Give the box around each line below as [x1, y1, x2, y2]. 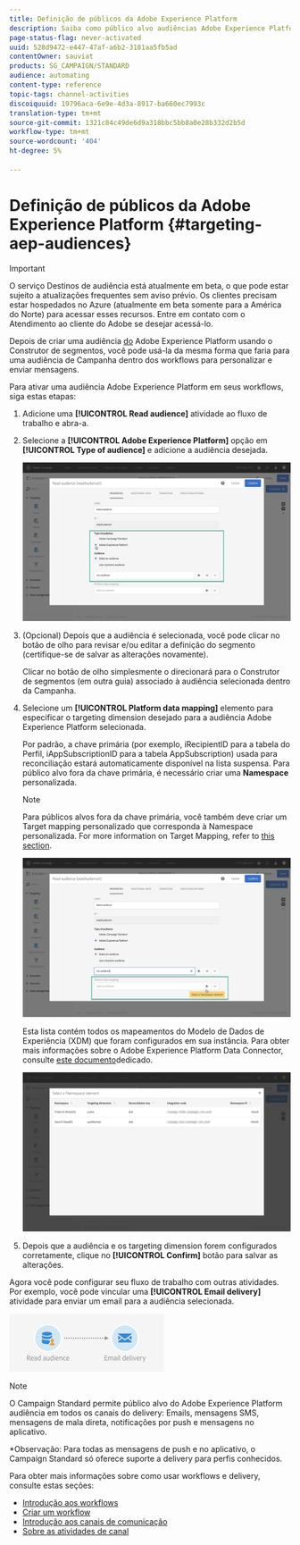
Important [9, 263, 46, 273]
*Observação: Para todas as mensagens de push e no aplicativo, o [9, 1443, 256, 1454]
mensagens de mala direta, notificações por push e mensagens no [9, 1416, 254, 1427]
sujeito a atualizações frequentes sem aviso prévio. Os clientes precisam [9, 290, 277, 300]
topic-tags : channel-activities [9, 89, 129, 98]
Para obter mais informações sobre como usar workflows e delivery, [9, 1470, 261, 1481]
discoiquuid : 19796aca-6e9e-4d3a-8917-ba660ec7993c [9, 99, 205, 108]
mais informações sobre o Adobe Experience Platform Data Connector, [21, 1045, 284, 1055]
